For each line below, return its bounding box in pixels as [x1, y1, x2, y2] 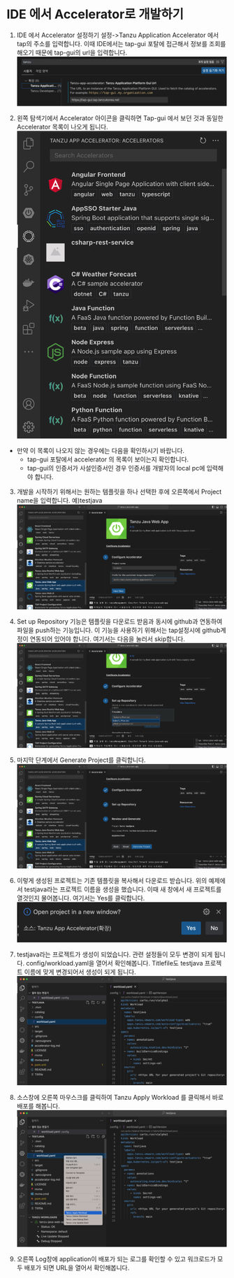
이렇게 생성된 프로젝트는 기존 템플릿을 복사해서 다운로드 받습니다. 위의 [16, 877, 207, 885]
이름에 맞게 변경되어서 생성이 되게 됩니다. [24, 968, 137, 976]
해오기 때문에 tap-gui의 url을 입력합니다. [16, 48, 127, 57]
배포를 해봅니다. [16, 1102, 60, 1110]
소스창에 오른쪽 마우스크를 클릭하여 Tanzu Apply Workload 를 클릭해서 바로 [16, 1093, 224, 1101]
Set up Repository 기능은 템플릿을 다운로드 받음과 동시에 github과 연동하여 [16, 617, 223, 626]
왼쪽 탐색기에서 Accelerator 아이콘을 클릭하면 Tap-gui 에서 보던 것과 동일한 [16, 114, 224, 122]
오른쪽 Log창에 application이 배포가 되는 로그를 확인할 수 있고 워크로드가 [16, 1255, 216, 1263]
